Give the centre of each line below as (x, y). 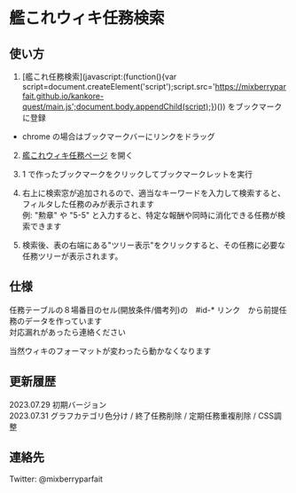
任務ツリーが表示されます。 (72, 256)
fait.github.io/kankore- (63, 96)
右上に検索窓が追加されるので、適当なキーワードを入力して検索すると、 (154, 193)
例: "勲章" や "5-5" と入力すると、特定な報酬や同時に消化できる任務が (149, 215)
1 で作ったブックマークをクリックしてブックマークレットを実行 (137, 174)
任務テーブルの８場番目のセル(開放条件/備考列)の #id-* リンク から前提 (144, 309)
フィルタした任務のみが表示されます (88, 204)
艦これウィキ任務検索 (87, 18)
